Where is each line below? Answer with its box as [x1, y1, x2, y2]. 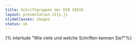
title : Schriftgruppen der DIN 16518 [5, 7, 84, 12]
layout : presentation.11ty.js [5, 12, 68, 17]
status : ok [5, 21, 28, 26]
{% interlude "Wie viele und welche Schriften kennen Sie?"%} [5, 35, 132, 41]
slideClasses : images [5, 16, 50, 21]
